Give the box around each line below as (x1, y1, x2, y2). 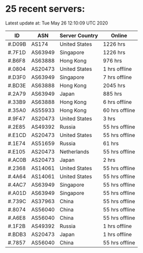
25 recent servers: (5, 3, 85, 15)
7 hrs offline (103, 73, 132, 80)
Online (111, 32, 127, 39)
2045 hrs (103, 82, 126, 89)
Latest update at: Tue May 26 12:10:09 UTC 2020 (5, 20, 108, 26)
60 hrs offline (103, 106, 135, 114)
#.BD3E (8, 82, 26, 89)
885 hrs (103, 90, 122, 97)
